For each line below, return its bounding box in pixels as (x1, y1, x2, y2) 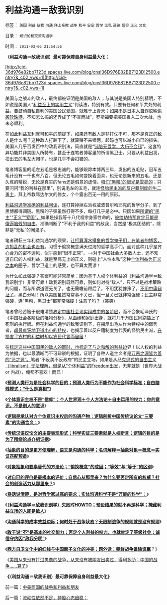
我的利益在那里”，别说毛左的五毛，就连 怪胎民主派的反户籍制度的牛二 (20, 185, 162, 191)
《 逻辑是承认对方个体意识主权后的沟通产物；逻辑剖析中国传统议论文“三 (5, 413, 149, 419)
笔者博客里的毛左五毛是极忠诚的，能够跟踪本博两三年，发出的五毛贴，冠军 (5, 166, 158, 172)
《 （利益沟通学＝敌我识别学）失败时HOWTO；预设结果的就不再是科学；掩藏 (5, 502, 158, 508)
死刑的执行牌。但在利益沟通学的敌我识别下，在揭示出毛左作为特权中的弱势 (5, 321, 158, 327)
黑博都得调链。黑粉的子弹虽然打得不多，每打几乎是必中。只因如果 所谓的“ (5, 208, 156, 214)
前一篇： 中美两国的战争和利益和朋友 (5, 584, 80, 590)
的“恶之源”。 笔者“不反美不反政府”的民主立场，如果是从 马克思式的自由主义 (5, 356, 157, 362)
